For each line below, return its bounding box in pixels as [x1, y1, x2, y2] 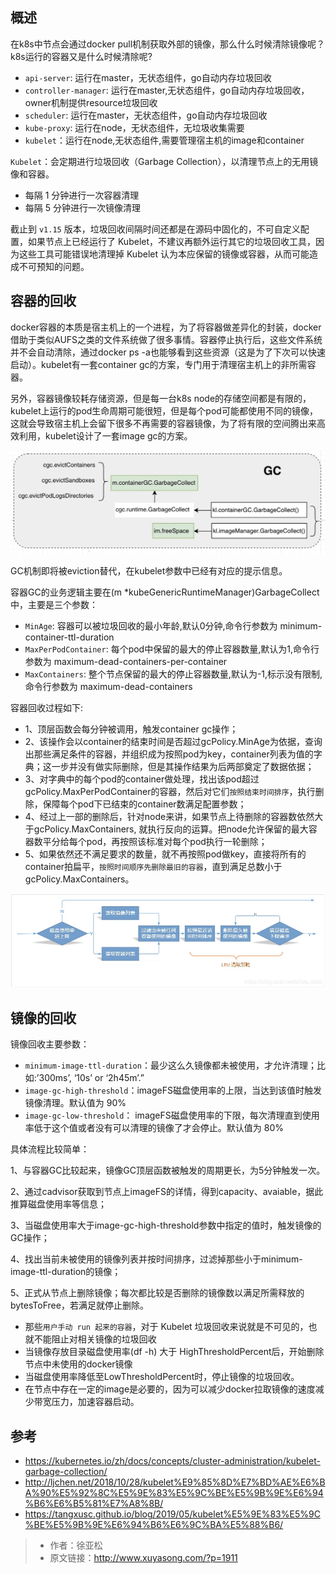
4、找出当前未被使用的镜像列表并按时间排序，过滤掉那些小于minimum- [10, 1253, 303, 1265]
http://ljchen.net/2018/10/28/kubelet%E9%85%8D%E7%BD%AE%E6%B [24, 1476, 326, 1488]
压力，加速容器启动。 [51, 1396, 140, 1408]
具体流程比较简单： [10, 1143, 90, 1155]
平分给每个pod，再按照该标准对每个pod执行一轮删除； [42, 835, 268, 847]
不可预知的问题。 [18, 260, 90, 272]
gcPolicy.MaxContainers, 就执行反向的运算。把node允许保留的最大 [33, 823, 309, 835]
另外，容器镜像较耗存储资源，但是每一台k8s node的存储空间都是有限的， [10, 392, 312, 404]
